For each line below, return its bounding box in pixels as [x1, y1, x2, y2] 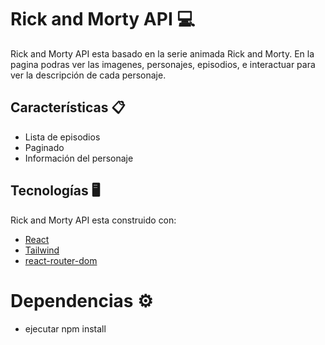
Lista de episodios [24, 131, 101, 143]
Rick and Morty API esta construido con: [10, 214, 177, 226]
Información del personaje [24, 152, 134, 164]
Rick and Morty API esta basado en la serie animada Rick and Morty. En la [10, 47, 315, 60]
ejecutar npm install [24, 322, 107, 335]
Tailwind [24, 244, 60, 256]
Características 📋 [10, 99, 126, 116]
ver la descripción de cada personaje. [10, 69, 167, 81]
